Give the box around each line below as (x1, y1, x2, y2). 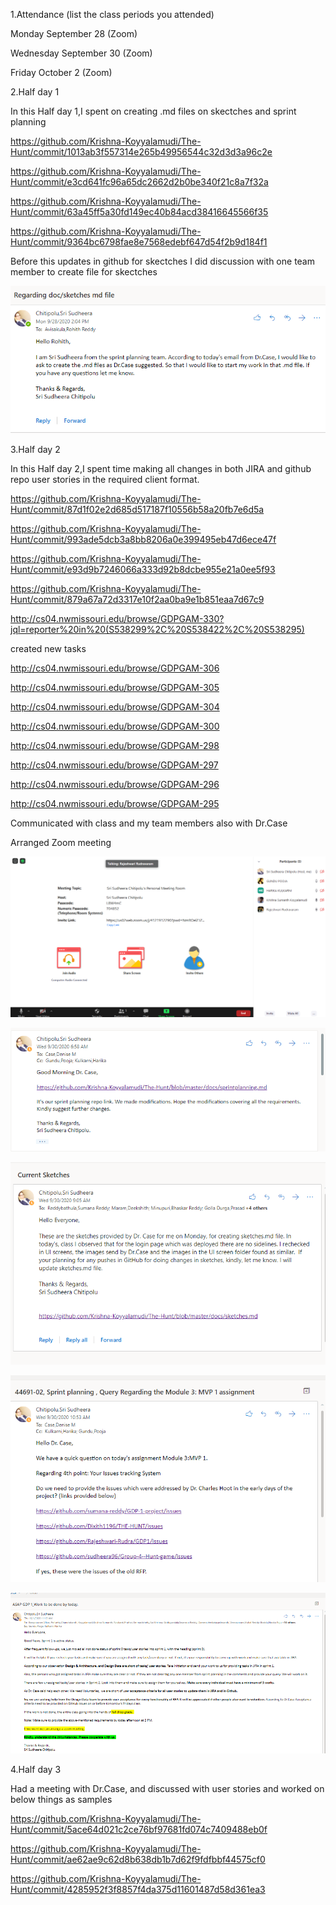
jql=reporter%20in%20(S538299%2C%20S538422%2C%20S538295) (10, 623, 305, 635)
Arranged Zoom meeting (10, 836, 112, 848)
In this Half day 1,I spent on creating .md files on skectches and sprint (10, 105, 297, 117)
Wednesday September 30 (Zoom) (10, 47, 153, 59)
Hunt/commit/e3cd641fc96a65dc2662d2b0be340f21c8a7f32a (10, 176, 269, 188)
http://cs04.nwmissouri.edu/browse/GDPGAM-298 (10, 739, 220, 751)
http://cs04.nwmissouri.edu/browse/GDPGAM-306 (10, 662, 220, 674)
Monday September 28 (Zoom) (10, 28, 138, 39)
